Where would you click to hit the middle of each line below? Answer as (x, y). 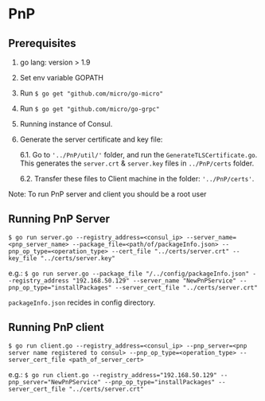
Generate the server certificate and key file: (91, 139)
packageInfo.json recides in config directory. (82, 302)
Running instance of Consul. (66, 124)
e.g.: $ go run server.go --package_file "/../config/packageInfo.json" (129, 273)
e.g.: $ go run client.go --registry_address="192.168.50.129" (113, 374)
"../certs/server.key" (78, 258)
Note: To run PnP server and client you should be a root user (107, 194)
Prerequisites (42, 43)
